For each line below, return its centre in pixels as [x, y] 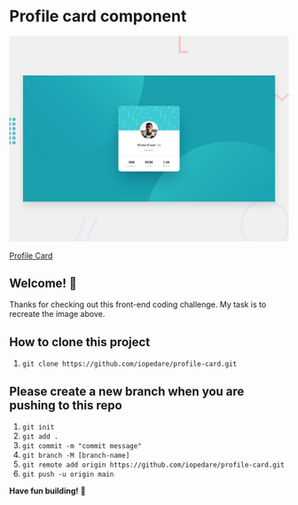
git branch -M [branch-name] [76, 455]
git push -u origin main [68, 474]
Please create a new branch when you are [127, 391]
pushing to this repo [66, 405]
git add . [40, 437]
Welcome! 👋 [43, 283]
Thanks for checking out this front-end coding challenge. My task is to [138, 304]
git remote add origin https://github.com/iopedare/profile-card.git [153, 465]
